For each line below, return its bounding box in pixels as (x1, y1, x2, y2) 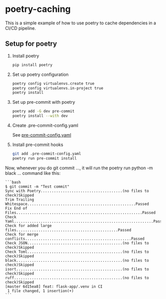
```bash (5, 180, 21, 185)
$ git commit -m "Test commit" (5, 184, 70, 189)
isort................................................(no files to (5, 267, 149, 272)
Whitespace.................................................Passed (5, 201, 149, 207)
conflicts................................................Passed (5, 236, 145, 241)
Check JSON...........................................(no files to (5, 240, 149, 245)
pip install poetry (12, 62, 53, 68)
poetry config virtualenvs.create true (12, 81, 95, 86)
